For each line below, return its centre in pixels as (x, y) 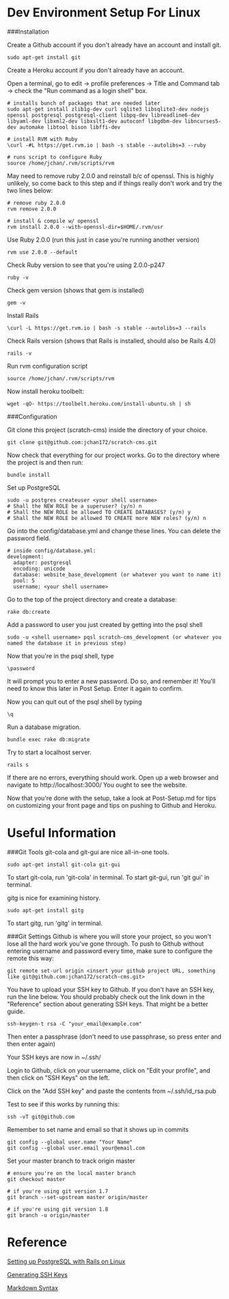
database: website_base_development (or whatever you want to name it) (118, 574)
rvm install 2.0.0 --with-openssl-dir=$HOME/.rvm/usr (85, 227)
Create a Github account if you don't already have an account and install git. (114, 45)
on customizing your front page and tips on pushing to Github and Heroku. (112, 805)
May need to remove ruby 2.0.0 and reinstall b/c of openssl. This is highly (110, 175)
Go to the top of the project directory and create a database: (92, 599)
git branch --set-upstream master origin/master (78, 1197)
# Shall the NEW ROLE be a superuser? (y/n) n (75, 506)
